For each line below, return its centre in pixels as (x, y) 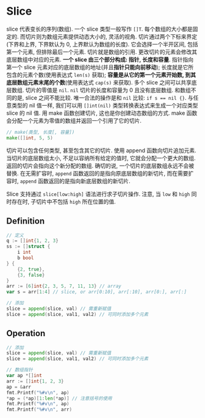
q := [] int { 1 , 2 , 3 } (33, 241)
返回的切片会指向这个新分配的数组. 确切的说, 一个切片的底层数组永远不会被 (100, 166)
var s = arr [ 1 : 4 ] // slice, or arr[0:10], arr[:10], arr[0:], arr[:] (97, 292)
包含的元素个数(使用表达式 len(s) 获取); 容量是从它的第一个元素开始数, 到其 (101, 75)
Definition (25, 221)
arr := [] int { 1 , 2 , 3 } (35, 381)
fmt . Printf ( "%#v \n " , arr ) (39, 410)
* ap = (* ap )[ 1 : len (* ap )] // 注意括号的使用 (59, 398)
